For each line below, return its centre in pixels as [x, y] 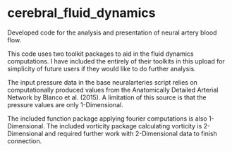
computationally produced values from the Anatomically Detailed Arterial [113, 90]
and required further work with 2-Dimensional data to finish [131, 133]
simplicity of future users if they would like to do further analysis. [102, 68]
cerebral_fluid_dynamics [81, 13]
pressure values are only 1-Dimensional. [65, 104]
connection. [25, 141]
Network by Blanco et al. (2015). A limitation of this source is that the [107, 97]
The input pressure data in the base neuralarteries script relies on [102, 82]
